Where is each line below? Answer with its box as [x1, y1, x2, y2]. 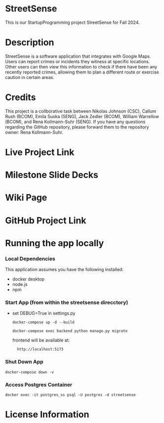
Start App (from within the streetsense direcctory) [5, 299, 128, 306]
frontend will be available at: [12, 337, 70, 343]
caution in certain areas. [5, 74, 54, 80]
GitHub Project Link [5, 214, 86, 226]
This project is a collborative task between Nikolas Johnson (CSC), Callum [5, 108, 157, 114]
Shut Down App [5, 358, 43, 365]
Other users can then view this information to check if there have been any [5, 64, 157, 70]
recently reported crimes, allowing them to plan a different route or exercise [5, 69, 159, 75]
